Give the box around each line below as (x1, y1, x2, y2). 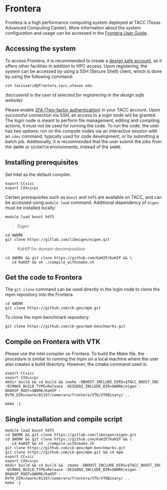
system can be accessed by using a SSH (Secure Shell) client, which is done (5, 68, 162, 74)
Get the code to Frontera (5, 273, 82, 282)
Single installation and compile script (5, 415, 123, 423)
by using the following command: (5, 73, 74, 80)
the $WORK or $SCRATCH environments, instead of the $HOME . (5, 144, 122, 150)
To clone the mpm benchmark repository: (5, 314, 90, 320)
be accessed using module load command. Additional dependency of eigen (5, 199, 159, 205)
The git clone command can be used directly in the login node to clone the (5, 287, 160, 293)
